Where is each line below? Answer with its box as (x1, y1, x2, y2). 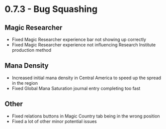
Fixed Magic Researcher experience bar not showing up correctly (11, 36, 146, 42)
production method (11, 47, 52, 53)
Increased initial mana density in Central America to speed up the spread (11, 75, 162, 81)
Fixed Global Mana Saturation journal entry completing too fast (11, 85, 141, 91)
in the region (11, 80, 38, 86)
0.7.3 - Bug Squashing (4, 3, 98, 15)
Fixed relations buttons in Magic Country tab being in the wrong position (11, 113, 160, 119)
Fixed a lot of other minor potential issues (11, 118, 97, 124)
